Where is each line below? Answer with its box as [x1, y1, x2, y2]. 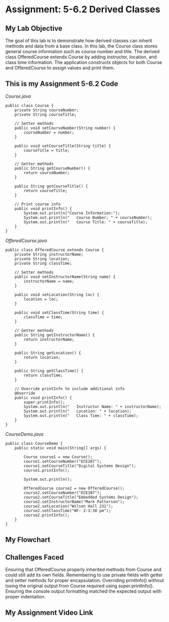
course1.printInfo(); [24, 467, 70, 473]
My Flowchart [5, 535, 50, 544]
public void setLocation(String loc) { [14, 292, 100, 297]
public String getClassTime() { [14, 368, 83, 373]
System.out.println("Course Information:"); [24, 210, 120, 216]
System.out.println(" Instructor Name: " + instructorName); [24, 404, 161, 409]
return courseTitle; [24, 188, 68, 193]
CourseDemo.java [5, 431, 44, 437]
